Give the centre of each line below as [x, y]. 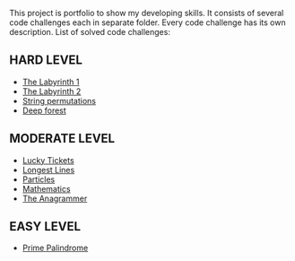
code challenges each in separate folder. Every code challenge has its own [147, 22]
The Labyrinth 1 [51, 82]
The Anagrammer [55, 198]
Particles [39, 179]
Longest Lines [48, 170]
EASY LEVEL [45, 226]
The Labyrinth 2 [52, 91]
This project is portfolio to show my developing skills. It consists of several [147, 13]
